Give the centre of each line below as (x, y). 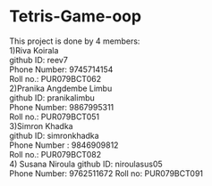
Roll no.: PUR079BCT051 (55, 117)
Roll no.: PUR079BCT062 (55, 78)
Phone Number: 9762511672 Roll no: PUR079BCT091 (106, 173)
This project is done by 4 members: (75, 41)
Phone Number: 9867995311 (62, 107)
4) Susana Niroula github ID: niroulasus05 (86, 164)
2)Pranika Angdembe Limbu (61, 88)
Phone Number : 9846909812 (64, 145)
